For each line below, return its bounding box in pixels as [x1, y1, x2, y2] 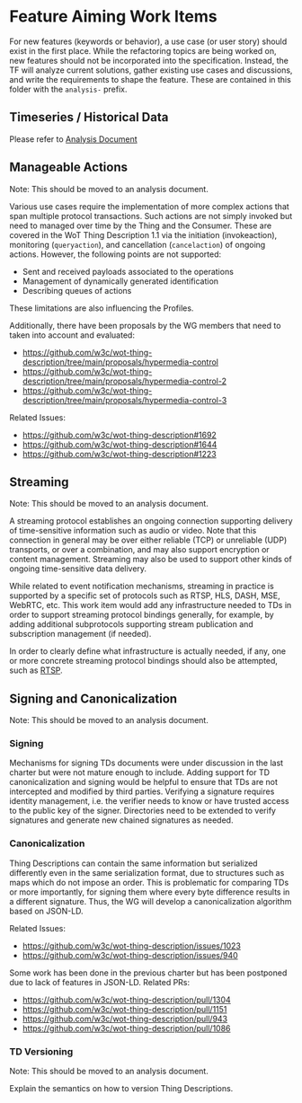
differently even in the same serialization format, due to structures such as [9, 867, 285, 878]
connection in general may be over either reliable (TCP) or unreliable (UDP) [9, 534, 288, 545]
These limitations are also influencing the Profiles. [9, 303, 194, 313]
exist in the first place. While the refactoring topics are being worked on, [9, 45, 277, 56]
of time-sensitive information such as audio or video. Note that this [9, 525, 257, 536]
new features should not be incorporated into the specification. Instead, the [9, 55, 289, 66]
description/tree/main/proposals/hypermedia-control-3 [22, 394, 227, 405]
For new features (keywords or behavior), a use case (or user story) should [9, 36, 288, 47]
